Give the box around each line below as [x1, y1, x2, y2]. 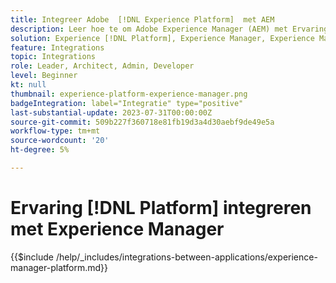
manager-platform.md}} [10, 261, 108, 273]
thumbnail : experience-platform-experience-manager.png [10, 89, 248, 99]
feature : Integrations [10, 42, 105, 53]
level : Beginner [10, 71, 78, 81]
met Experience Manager [10, 218, 225, 241]
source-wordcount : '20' [10, 136, 110, 146]
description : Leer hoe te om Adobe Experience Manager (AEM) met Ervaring [10, 24, 329, 34]
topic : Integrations [10, 52, 97, 62]
